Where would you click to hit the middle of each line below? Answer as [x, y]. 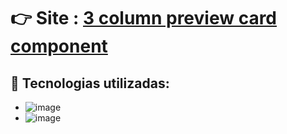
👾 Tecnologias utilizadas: [90, 83]
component [59, 46]
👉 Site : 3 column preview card [144, 18]
